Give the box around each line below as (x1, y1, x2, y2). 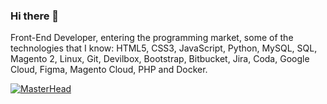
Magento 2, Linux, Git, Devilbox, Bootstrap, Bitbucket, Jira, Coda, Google (10, 53, 310, 65)
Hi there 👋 (10, 9, 60, 23)
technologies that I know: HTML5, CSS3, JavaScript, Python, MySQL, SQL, (10, 42, 318, 54)
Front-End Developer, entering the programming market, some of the (10, 32, 294, 44)
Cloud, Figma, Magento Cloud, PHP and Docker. (10, 64, 208, 76)
